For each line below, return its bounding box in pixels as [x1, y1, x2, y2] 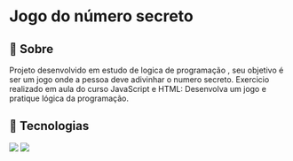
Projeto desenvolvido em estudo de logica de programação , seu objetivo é [9, 65, 284, 75]
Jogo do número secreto [9, 6, 194, 27]
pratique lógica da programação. [9, 93, 129, 103]
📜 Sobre [9, 42, 54, 57]
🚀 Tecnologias [9, 119, 90, 134]
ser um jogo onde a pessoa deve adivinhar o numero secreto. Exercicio [9, 74, 270, 85]
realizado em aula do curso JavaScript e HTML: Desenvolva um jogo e [9, 84, 266, 94]
